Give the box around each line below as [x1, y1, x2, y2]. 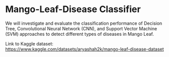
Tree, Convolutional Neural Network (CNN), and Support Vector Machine [5, 25, 157, 31]
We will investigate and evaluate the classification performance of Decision [5, 20, 162, 26]
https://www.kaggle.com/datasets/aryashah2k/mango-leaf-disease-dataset [5, 46, 164, 52]
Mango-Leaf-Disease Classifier [5, 4, 141, 15]
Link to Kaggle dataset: [5, 40, 54, 46]
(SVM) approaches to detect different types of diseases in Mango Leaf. [5, 31, 154, 37]
